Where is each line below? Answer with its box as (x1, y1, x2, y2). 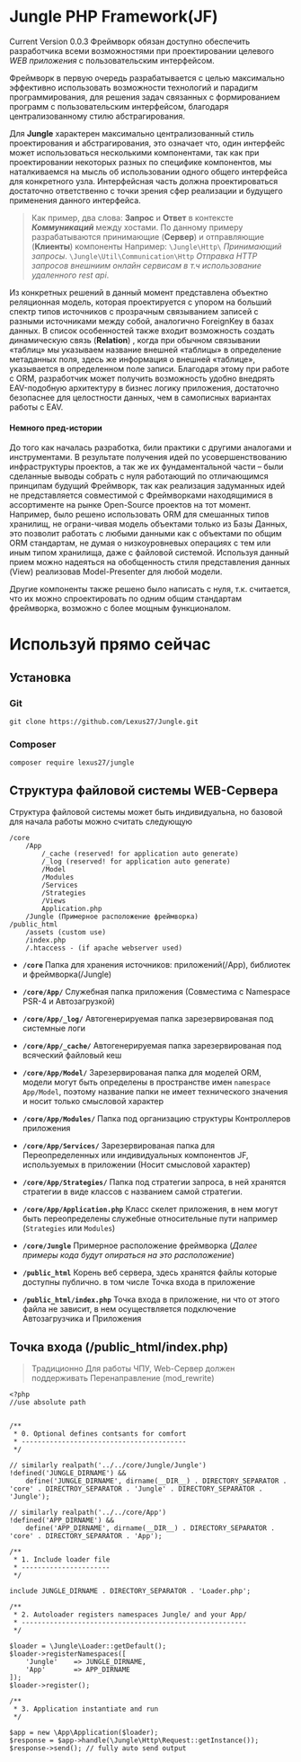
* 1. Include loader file (13, 1554, 111, 1564)
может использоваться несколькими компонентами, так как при (9, 146, 260, 158)
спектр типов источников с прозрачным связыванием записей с (9, 305, 259, 316)
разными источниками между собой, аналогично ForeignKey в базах (9, 315, 274, 326)
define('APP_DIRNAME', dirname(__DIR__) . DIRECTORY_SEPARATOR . (25, 1523, 276, 1533)
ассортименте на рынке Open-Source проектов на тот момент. (9, 500, 252, 510)
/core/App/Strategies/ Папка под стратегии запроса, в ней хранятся (22, 1177, 287, 1188)
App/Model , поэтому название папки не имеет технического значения (22, 1086, 288, 1097)
